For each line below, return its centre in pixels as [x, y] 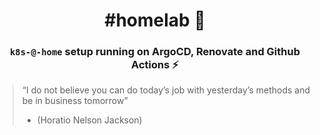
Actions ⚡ [155, 65]
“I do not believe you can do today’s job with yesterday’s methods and [166, 90]
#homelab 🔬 [155, 20]
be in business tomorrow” [75, 101]
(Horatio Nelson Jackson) [89, 120]
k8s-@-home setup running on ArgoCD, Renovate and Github [155, 52]
